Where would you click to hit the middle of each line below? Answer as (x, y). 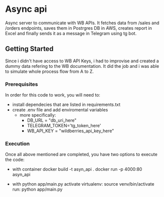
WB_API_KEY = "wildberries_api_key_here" (71, 131)
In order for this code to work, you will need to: (53, 95)
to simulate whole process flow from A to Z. (49, 71)
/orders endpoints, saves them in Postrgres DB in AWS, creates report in (79, 28)
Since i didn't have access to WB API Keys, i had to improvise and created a (82, 61)
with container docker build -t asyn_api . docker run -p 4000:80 (77, 169)
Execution (18, 144)
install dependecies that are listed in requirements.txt (66, 104)
